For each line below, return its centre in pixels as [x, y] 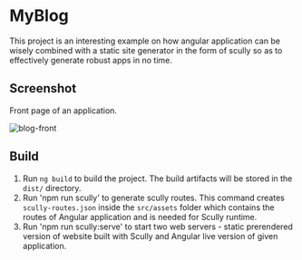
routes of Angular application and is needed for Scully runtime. [140, 217]
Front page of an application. [63, 111]
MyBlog [39, 16]
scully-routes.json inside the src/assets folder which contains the [148, 207]
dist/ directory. [52, 188]
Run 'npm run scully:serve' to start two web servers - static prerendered [157, 226]
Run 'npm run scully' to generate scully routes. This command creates [154, 197]
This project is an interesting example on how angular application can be [145, 41]
